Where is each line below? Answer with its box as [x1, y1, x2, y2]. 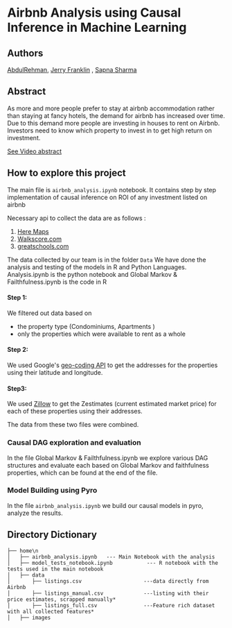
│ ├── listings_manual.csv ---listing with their [7, 590, 209, 597]
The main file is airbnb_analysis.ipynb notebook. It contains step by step [7, 185, 217, 194]
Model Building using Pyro [7, 486, 98, 495]
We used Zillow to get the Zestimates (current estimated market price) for [7, 400, 217, 408]
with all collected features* [7, 608, 95, 615]
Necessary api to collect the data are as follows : [7, 214, 147, 222]
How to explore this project [7, 167, 126, 179]
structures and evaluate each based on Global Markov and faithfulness [7, 461, 209, 469]
